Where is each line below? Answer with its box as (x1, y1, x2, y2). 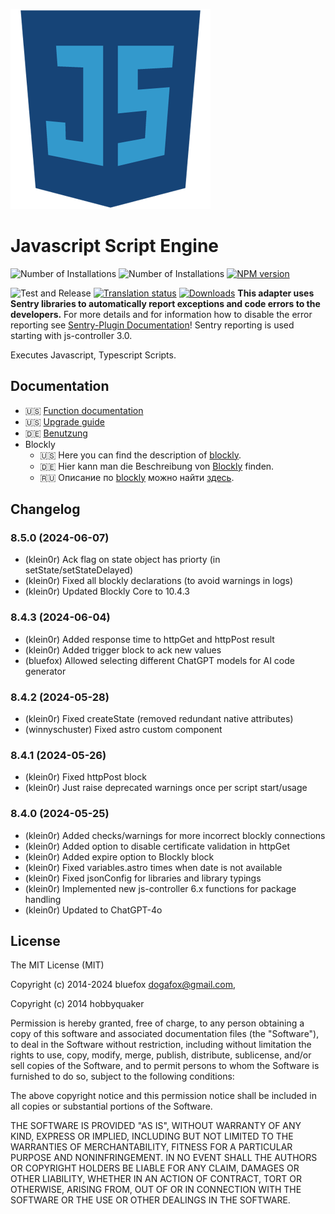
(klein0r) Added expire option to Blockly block (24, 850, 215, 863)
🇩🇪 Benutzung (24, 427, 88, 439)
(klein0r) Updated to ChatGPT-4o (24, 904, 163, 916)
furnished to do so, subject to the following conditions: (10, 1070, 235, 1083)
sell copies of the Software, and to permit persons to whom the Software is (10, 1060, 320, 1072)
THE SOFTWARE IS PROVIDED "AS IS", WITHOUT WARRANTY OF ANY (10, 1120, 302, 1132)
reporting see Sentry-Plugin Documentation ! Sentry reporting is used (10, 319, 295, 331)
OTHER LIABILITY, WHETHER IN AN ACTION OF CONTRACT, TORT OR (10, 1173, 302, 1185)
